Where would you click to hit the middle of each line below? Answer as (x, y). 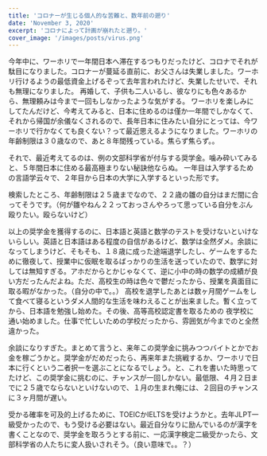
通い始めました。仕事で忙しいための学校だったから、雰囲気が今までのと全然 (133, 321)
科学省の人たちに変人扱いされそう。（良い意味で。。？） (105, 444)
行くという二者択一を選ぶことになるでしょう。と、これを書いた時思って (140, 368)
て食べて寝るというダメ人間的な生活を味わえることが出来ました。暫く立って (133, 301)
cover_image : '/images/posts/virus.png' (76, 38)
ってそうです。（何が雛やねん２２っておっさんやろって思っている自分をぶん (130, 205)
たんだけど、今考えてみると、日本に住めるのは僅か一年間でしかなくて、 (139, 111)
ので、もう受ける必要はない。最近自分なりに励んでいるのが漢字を (150, 425)
